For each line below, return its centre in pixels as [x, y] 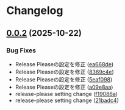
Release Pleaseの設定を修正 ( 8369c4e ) [64, 72]
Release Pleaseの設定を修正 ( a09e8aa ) [64, 87]
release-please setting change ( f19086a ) [66, 94]
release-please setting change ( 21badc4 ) [67, 100]
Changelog [35, 11]
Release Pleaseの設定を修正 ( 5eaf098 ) [64, 79]
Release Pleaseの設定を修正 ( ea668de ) [64, 64]
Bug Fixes [21, 50]
